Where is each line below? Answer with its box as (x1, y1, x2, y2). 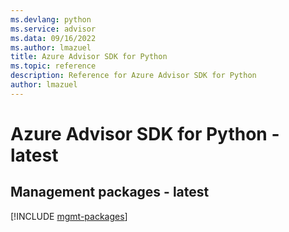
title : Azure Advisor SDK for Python (10, 52, 168, 62)
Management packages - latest (10, 184, 210, 201)
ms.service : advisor (10, 24, 97, 34)
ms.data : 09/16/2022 (10, 33, 97, 43)
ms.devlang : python (10, 14, 92, 25)
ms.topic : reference (10, 61, 97, 71)
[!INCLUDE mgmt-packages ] (10, 210, 128, 222)
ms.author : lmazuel (10, 42, 92, 53)
